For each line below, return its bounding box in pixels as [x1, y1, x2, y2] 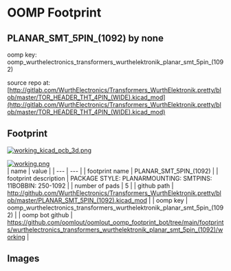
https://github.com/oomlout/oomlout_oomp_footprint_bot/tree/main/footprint [7, 218, 224, 226]
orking [7, 232, 25, 241]
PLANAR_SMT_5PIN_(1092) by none [7, 32, 164, 44]
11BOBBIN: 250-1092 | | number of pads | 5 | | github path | [7, 181, 174, 190]
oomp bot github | [21, 210, 74, 219]
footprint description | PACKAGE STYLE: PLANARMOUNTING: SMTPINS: [7, 174, 212, 182]
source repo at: [7, 79, 50, 87]
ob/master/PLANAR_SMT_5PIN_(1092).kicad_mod [7, 196, 148, 204]
